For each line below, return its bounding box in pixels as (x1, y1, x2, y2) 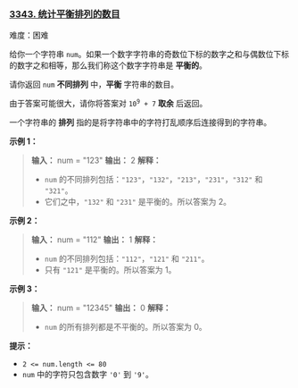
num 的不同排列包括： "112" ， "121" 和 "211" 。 (44, 253, 210, 265)
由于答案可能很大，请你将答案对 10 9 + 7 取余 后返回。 (9, 98, 208, 109)
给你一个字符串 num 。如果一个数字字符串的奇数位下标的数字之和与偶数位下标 (9, 49, 290, 60)
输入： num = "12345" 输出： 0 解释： (30, 302, 171, 314)
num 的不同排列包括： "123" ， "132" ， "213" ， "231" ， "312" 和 (44, 174, 263, 185)
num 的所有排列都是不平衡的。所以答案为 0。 (44, 322, 207, 333)
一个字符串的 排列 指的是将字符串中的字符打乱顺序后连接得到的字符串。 (9, 117, 272, 128)
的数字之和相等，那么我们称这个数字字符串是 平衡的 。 (9, 60, 207, 71)
